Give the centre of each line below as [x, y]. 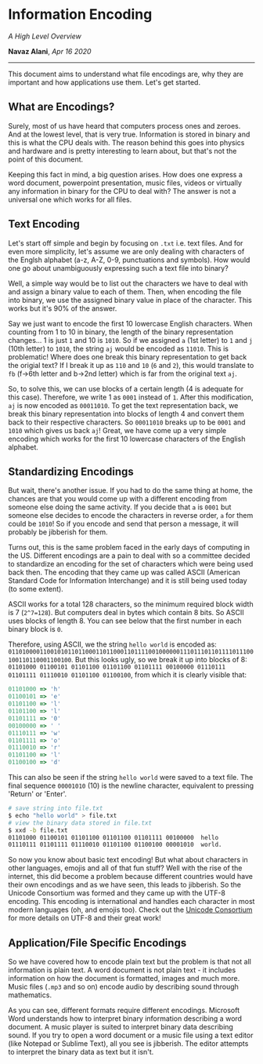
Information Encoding [80, 15]
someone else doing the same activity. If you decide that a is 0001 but [120, 507]
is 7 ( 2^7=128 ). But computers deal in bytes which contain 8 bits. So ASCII [126, 613]
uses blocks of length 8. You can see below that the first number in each [125, 621]
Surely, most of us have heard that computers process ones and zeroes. [124, 126]
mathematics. [30, 995]
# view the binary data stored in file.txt [80, 823]
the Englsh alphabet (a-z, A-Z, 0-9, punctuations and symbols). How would [129, 260]
